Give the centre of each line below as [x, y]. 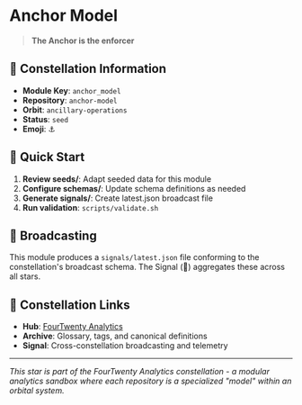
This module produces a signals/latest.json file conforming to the [134, 257]
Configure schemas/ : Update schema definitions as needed [134, 188]
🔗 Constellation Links [70, 305]
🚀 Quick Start [47, 157]
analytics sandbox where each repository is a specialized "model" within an [151, 381]
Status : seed [45, 119]
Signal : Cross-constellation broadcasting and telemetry [125, 346]
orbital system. [37, 391]
